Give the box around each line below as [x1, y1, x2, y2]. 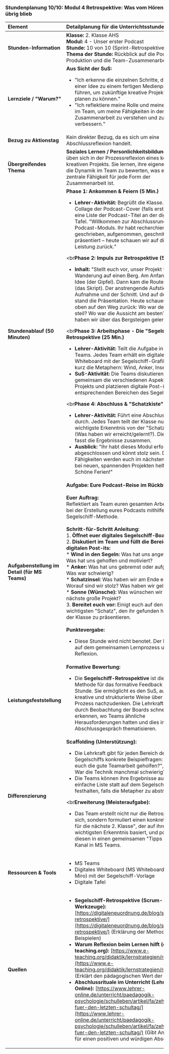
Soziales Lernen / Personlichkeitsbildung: [66, 148, 168, 155]
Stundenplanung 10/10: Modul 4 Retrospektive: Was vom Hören [5, 4, 163, 11]
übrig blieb [5, 10, 33, 17]
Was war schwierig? [66, 570, 114, 577]
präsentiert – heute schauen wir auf [74, 237, 158, 244]
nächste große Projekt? [66, 595, 121, 602]
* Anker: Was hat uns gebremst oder [66, 563, 154, 570]
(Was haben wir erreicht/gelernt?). [74, 431, 156, 438]
